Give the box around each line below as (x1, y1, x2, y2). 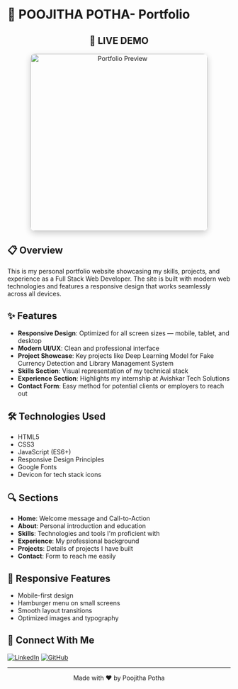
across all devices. (7, 289, 62, 298)
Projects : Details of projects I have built (17, 544, 133, 553)
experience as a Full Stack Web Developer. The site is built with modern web (7, 274, 231, 283)
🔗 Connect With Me (7, 634, 95, 646)
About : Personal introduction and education (17, 522, 147, 530)
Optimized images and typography (17, 614, 119, 622)
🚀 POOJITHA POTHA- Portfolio (7, 6, 191, 23)
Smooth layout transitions (17, 606, 93, 615)
